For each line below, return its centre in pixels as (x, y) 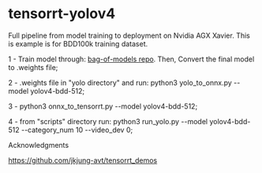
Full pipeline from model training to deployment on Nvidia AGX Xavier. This (129, 35)
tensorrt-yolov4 (62, 14)
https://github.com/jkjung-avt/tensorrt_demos (83, 160)
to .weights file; (33, 67)
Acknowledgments (39, 145)
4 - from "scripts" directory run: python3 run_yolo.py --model (108, 121)
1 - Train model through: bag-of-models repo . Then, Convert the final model (131, 59)
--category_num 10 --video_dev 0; (77, 130)
